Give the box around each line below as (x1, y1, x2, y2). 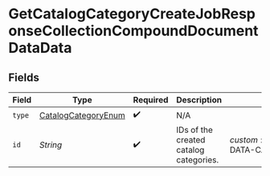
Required (133, 94, 169, 105)
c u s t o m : (229, 134, 264, 145)
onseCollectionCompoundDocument (8, 22, 259, 40)
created (176, 134, 206, 145)
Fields (8, 70, 40, 84)
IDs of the (176, 125, 213, 135)
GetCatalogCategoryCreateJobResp (8, 5, 256, 23)
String (39, 139, 63, 150)
